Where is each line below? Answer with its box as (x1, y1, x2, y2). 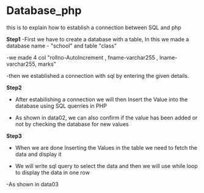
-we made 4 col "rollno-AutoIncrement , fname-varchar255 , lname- (6, 54, 178, 61)
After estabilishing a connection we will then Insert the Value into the (15, 96, 188, 103)
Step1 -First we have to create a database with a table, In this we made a (6, 35, 189, 43)
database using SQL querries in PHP (15, 102, 107, 110)
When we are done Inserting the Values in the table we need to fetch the (15, 144, 197, 151)
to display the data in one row (15, 169, 90, 176)
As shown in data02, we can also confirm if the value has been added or (15, 114, 198, 121)
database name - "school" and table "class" (6, 42, 117, 49)
